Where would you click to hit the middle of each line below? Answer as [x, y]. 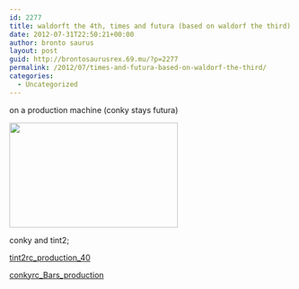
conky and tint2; [40, 240]
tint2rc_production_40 [50, 258]
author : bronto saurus [52, 43]
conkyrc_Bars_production [57, 275]
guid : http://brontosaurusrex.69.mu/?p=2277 [94, 59]
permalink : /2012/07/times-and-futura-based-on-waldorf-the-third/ [138, 68]
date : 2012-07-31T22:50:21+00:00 [72, 34]
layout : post [34, 51]
